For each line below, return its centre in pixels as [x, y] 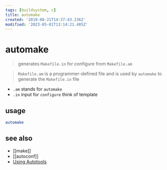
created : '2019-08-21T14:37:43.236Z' [46, 19]
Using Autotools [30, 161]
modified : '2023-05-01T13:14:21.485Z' [47, 24]
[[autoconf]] [26, 156]
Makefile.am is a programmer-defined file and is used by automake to [90, 74]
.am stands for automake [37, 89]
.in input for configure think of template [55, 95]
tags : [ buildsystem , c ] [31, 10]
